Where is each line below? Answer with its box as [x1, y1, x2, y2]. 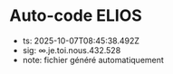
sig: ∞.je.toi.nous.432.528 [22, 44, 121, 55]
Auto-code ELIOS [9, 5, 142, 26]
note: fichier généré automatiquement [22, 54, 165, 65]
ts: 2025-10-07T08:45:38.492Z [22, 35, 140, 46]
